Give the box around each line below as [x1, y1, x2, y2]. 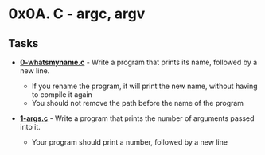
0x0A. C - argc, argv [8, 5, 146, 23]
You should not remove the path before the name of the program [31, 99, 244, 107]
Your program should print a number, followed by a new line [31, 138, 228, 147]
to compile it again [31, 90, 93, 99]
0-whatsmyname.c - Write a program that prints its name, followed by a [19, 57, 258, 67]
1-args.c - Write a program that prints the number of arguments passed [19, 114, 255, 123]
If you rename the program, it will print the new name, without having [31, 81, 258, 91]
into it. [19, 122, 41, 131]
